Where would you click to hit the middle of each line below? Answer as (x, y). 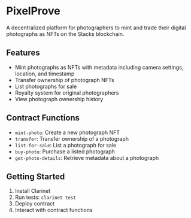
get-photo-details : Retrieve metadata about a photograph (87, 158)
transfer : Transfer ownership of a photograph (72, 138)
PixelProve (34, 11)
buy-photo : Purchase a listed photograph (65, 152)
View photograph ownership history (59, 99)
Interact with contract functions (54, 210)
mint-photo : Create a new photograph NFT (67, 132)
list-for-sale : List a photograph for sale (66, 145)
